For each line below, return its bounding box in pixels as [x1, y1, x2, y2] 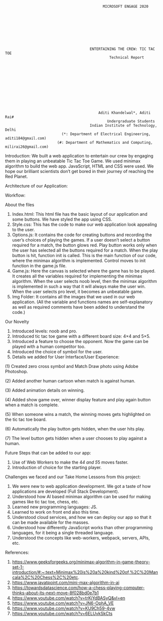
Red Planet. [5, 173, 28, 179]
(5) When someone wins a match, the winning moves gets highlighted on [5, 412, 151, 417]
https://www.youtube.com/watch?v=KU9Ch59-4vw [12, 605, 115, 611]
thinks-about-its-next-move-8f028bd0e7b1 [12, 590, 99, 596]
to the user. [12, 227, 35, 232]
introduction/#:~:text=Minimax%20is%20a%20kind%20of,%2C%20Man [12, 569, 158, 575]
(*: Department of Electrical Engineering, [61, 132, 151, 137]
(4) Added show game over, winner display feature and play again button [5, 397, 151, 402]
